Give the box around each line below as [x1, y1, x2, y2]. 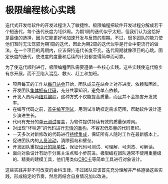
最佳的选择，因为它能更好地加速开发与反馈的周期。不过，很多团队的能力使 [9, 35, 163, 41]
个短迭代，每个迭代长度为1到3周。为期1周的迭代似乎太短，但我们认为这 [5, 28, 152, 34]
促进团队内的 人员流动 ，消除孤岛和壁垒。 [12, 137, 96, 143]
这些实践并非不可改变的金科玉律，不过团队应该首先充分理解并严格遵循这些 [5, 166, 158, 173]
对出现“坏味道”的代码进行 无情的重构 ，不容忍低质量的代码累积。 [12, 125, 144, 131]
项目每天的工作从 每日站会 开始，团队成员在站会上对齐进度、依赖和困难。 [12, 81, 161, 87]
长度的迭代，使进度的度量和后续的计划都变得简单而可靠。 [9, 53, 128, 59]
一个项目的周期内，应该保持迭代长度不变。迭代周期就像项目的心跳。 [18, 47, 158, 53]
